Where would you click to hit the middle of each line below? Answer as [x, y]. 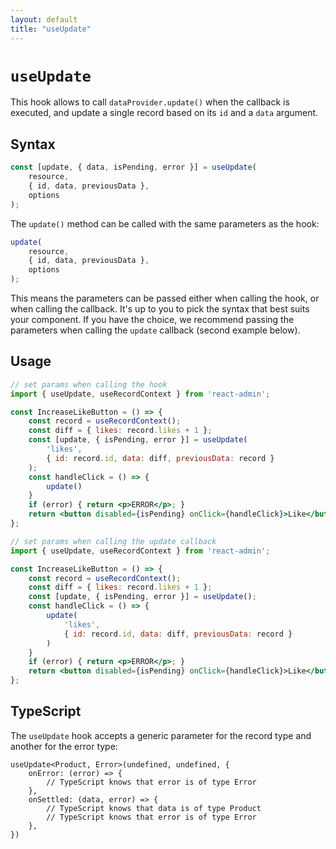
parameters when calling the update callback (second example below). [155, 330]
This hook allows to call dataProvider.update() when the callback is [150, 102]
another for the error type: [64, 746]
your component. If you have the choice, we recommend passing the [152, 319]
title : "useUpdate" [51, 29]
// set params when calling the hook [89, 384]
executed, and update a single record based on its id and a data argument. [164, 113]
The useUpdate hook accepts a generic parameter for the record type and [161, 735]
